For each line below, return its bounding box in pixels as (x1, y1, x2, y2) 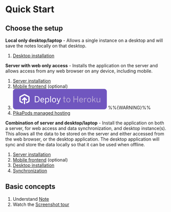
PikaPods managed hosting (12, 110, 70, 116)
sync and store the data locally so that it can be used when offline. (5, 142, 145, 147)
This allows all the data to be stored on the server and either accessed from (5, 131, 164, 137)
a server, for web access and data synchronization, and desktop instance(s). (5, 125, 166, 131)
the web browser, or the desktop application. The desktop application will (5, 136, 160, 142)
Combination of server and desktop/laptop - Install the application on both (5, 120, 164, 126)
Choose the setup (5, 24, 63, 33)
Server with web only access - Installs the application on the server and (5, 63, 158, 68)
